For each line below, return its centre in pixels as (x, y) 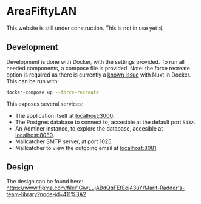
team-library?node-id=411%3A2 (46, 194)
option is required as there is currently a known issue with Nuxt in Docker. (99, 75)
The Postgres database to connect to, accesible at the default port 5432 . (105, 122)
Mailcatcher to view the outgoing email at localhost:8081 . (86, 148)
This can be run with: (33, 81)
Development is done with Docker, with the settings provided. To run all (96, 61)
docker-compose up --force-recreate (53, 92)
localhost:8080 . (35, 135)
